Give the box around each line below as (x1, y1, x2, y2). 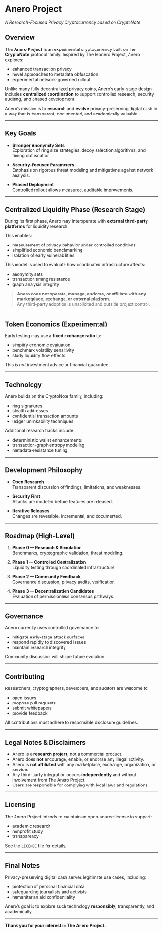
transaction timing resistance (12, 277, 70, 282)
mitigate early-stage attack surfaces (12, 634, 85, 640)
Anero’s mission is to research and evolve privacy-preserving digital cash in (5, 105, 158, 111)
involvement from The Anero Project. (12, 777, 86, 783)
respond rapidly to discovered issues (12, 639, 86, 645)
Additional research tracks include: (5, 428, 75, 433)
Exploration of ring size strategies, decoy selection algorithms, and (12, 147, 146, 153)
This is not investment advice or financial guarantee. (5, 362, 110, 368)
